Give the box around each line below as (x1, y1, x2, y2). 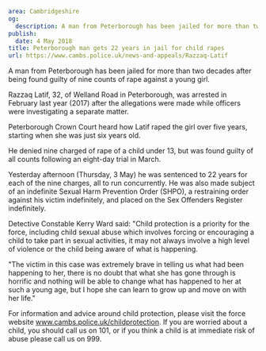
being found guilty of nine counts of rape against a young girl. (8, 75, 210, 84)
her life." (8, 294, 36, 303)
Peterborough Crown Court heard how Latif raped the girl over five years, (8, 122, 248, 132)
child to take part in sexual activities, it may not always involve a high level (8, 236, 250, 245)
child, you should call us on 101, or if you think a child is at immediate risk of (8, 326, 255, 335)
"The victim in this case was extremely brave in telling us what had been (8, 260, 244, 269)
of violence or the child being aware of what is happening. (8, 245, 198, 254)
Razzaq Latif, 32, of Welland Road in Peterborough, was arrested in (8, 90, 227, 99)
